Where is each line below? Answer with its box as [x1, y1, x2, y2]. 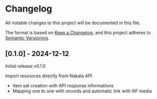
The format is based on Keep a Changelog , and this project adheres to [5, 29, 151, 35]
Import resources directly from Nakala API [5, 73, 93, 79]
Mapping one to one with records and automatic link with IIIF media [12, 88, 152, 94]
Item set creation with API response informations [12, 82, 114, 88]
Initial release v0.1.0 [5, 63, 46, 69]
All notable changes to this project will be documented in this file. [5, 20, 141, 26]
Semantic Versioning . [5, 35, 49, 41]
